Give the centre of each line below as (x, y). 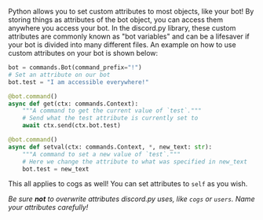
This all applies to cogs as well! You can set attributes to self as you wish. (128, 184)
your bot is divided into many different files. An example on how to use (122, 45)
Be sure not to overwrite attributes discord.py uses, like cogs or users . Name (131, 199)
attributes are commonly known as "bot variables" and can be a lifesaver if (129, 36)
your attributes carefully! (48, 207)
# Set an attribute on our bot (59, 75)
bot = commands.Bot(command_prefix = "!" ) (75, 68)
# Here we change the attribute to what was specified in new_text (135, 161)
